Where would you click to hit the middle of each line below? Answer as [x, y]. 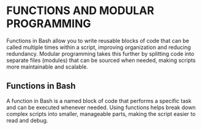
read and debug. [27, 120]
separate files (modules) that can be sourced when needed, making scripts [101, 60]
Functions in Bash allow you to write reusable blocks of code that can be [98, 40]
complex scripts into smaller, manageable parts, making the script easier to [101, 113]
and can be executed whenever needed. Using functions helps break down [101, 107]
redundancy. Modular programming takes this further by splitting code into [100, 53]
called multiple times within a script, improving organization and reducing [99, 47]
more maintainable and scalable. [47, 67]
